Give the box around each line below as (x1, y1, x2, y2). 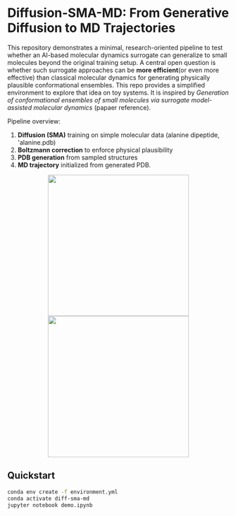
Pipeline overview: (7, 116, 61, 125)
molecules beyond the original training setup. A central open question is (7, 58, 216, 66)
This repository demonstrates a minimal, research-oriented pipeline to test (7, 43, 223, 52)
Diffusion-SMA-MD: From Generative (7, 5, 229, 21)
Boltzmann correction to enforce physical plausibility (17, 145, 173, 154)
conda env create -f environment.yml (7, 488, 118, 496)
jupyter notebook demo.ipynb (7, 501, 93, 509)
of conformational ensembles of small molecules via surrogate (7, 95, 190, 104)
